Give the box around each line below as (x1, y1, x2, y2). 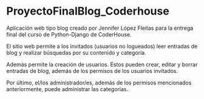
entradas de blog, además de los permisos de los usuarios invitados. (6, 67, 178, 74)
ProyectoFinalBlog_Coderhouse (6, 4, 170, 18)
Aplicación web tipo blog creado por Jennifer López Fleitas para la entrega (6, 24, 194, 32)
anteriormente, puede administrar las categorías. (6, 85, 129, 92)
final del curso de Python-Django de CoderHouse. (6, 30, 132, 38)
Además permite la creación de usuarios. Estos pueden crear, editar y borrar (6, 61, 198, 68)
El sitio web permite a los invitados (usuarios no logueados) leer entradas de (6, 43, 198, 50)
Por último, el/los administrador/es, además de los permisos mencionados (6, 79, 192, 86)
